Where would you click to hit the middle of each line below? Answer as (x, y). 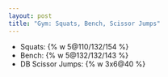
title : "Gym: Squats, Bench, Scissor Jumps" (84, 24)
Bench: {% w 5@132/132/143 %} (74, 55)
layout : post (30, 16)
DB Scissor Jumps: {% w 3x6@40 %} (83, 64)
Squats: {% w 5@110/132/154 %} (74, 46)
